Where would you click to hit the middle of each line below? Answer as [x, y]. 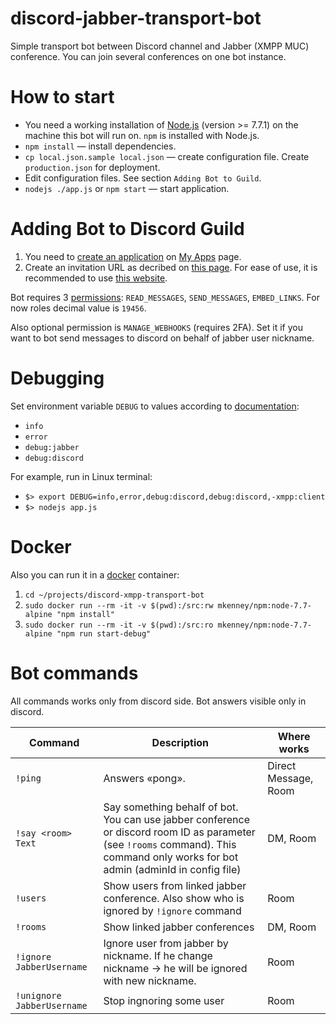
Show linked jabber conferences [179, 927]
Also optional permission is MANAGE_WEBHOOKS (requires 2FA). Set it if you [156, 327]
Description [180, 742]
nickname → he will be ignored [175, 968]
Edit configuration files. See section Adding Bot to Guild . [143, 178]
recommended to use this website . [96, 278]
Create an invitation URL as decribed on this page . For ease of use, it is [171, 267]
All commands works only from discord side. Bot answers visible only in [158, 701]
